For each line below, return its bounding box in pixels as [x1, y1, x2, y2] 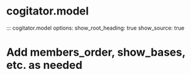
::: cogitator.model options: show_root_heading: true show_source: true [6, 24, 184, 31]
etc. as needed [6, 59, 83, 72]
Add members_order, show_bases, [6, 45, 186, 59]
